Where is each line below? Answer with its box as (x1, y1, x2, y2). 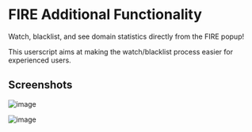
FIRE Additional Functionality (8, 6, 202, 24)
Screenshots (8, 78, 73, 92)
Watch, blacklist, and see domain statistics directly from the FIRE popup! (8, 32, 244, 41)
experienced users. (8, 55, 71, 65)
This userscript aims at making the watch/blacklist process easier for (8, 47, 234, 56)
